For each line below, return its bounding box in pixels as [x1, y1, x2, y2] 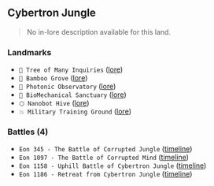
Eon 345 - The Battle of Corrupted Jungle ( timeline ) [18, 144, 193, 154]
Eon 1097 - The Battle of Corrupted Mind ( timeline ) [18, 153, 190, 162]
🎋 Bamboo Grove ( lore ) [18, 73, 88, 83]
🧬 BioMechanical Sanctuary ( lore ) [18, 90, 127, 99]
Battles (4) [7, 126, 49, 137]
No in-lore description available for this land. [26, 27, 171, 36]
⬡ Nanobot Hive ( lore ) [18, 99, 90, 108]
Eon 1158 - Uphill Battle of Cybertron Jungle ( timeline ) [18, 161, 207, 170]
